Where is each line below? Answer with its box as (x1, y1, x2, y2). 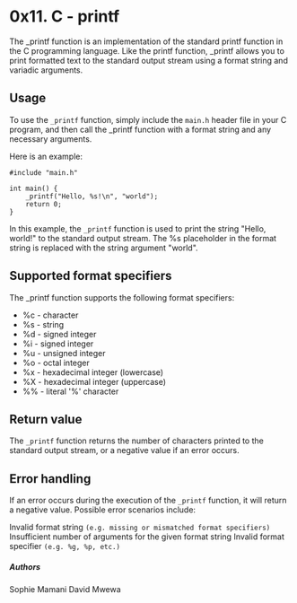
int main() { (9, 184, 58, 193)
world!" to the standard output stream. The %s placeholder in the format (9, 232, 276, 243)
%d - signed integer (22, 328, 97, 339)
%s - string (22, 319, 65, 329)
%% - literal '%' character (22, 386, 119, 397)
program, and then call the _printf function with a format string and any (9, 124, 272, 135)
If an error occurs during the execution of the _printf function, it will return (9, 495, 287, 506)
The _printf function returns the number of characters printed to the (9, 435, 265, 446)
